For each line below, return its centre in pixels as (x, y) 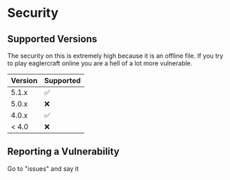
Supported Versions (52, 39)
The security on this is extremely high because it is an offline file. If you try (115, 56)
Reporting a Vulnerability (63, 152)
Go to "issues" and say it (43, 168)
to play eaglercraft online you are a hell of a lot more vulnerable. (100, 63)
